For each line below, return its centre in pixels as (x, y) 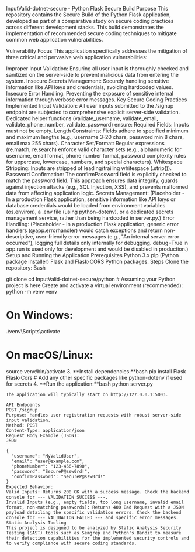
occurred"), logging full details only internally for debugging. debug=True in (97, 243)
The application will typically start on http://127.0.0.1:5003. (87, 394)
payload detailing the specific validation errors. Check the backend (94, 512)
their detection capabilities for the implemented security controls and (98, 538)
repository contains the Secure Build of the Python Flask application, (88, 15)
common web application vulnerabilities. (55, 40)
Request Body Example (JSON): (43, 435)
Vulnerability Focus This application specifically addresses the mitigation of (97, 51)
